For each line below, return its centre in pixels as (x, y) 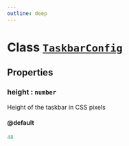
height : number (32, 92)
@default (21, 123)
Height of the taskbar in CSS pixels (57, 107)
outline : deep (27, 13)
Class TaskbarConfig (65, 47)
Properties (30, 73)
